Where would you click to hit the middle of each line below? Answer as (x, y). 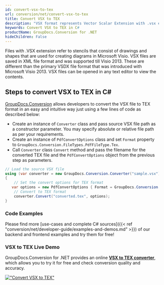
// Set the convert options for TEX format (59, 183)
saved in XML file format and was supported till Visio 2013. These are (75, 61)
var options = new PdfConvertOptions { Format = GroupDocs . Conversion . (86, 187)
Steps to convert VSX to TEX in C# (58, 92)
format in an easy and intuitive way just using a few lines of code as (73, 109)
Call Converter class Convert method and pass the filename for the (79, 150)
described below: (22, 114)
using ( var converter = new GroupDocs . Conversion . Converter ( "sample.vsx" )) (84, 174)
